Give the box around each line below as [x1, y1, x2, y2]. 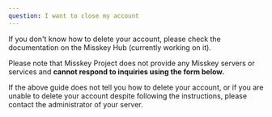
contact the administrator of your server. [8, 99, 143, 109]
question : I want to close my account [8, 11, 139, 20]
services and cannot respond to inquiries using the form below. [8, 66, 225, 77]
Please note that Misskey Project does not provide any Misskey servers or [8, 58, 255, 68]
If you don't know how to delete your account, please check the [8, 34, 221, 44]
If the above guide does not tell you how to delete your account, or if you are [8, 82, 264, 92]
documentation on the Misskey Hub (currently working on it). [8, 42, 212, 52]
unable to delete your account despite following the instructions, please [8, 90, 248, 101]
